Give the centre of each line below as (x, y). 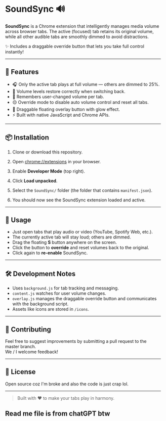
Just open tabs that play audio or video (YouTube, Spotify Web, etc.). (83, 232)
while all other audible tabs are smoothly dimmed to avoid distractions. (77, 37)
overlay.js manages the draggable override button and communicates (84, 299)
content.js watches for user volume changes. (59, 293)
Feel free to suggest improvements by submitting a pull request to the (76, 341)
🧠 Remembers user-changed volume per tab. (58, 96)
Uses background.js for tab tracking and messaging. (65, 288)
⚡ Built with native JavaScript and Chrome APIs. (61, 115)
